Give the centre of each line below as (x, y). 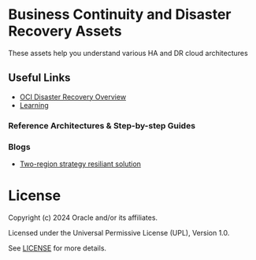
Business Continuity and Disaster (120, 15)
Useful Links (39, 78)
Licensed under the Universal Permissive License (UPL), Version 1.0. (119, 232)
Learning (34, 105)
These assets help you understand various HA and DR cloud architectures (128, 53)
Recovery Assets (65, 31)
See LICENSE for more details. (58, 248)
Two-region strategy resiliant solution (80, 164)
